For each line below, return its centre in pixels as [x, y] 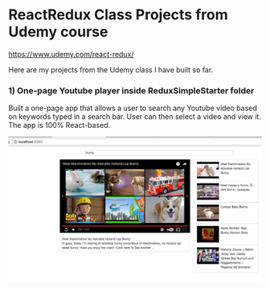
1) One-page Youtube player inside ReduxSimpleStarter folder [131, 90]
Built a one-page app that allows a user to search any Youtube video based [133, 108]
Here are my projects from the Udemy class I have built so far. [111, 69]
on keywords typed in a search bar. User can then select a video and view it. [135, 117]
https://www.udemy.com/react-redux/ [71, 54]
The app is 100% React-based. [59, 125]
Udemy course [58, 32]
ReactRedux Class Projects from [119, 15]
